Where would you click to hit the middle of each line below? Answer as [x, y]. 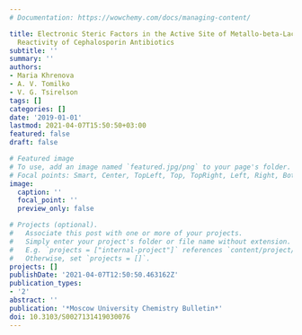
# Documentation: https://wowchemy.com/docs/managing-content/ [130, 18]
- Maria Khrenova [42, 76]
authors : [26, 67]
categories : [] [38, 109]
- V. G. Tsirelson [44, 92]
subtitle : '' [34, 50]
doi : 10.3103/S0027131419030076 [70, 317]
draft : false [34, 143]
